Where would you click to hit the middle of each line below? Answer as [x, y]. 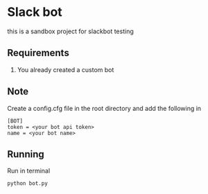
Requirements [38, 53]
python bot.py [28, 184]
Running [26, 154]
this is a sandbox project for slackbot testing [70, 31]
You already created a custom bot [66, 69]
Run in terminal [29, 171]
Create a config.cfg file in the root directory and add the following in [104, 108]
